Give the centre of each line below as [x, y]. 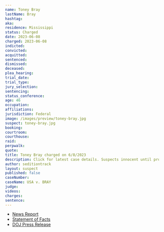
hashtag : [14, 19]
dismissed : [16, 64]
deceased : [15, 69]
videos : [13, 191]
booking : [14, 127]
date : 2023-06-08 [23, 37]
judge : [12, 187]
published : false [23, 173]
